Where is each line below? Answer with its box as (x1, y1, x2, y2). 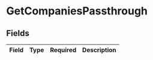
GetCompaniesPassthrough (6, 4, 148, 18)
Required (50, 46, 77, 54)
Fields (6, 28, 30, 38)
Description (82, 46, 117, 54)
